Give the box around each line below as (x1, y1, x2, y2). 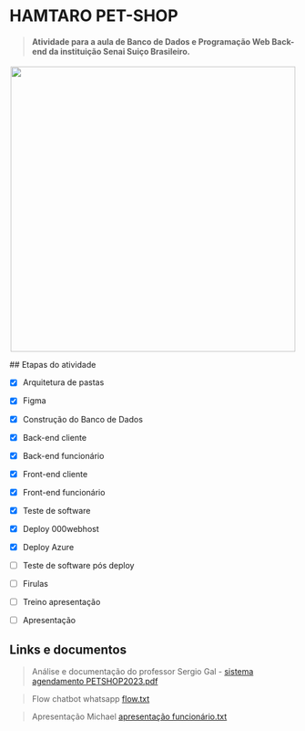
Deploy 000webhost (22, 523, 100, 534)
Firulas (22, 579, 48, 590)
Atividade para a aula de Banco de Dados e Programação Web (31, 36, 270, 47)
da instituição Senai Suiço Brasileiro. (48, 46, 190, 57)
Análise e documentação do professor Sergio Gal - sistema (31, 666, 254, 677)
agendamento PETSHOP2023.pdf (31, 676, 158, 687)
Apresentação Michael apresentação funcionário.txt (31, 711, 228, 722)
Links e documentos (9, 642, 127, 657)
